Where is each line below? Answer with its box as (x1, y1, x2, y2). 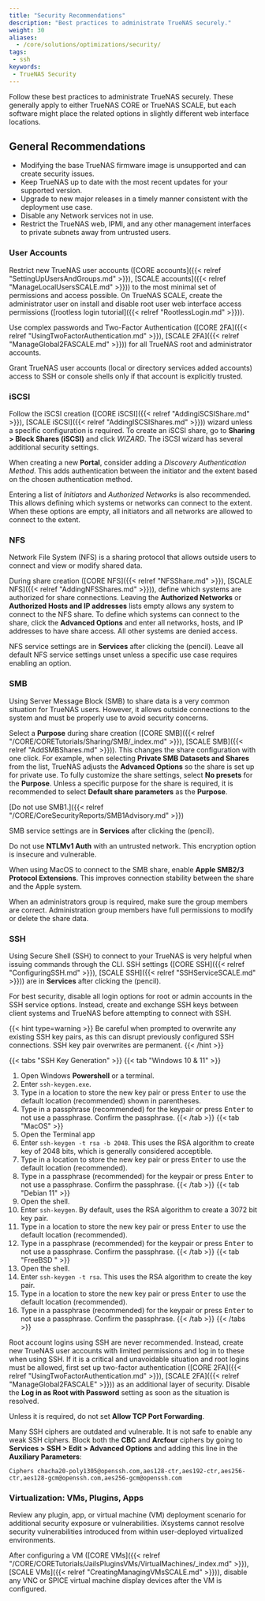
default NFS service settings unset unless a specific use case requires (9, 650, 237, 659)
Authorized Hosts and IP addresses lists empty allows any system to (9, 601, 235, 611)
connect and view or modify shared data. (9, 561, 143, 570)
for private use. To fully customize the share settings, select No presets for (9, 770, 253, 779)
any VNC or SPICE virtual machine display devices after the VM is (9, 1576, 222, 1585)
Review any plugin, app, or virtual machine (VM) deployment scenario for (9, 1510, 247, 1520)
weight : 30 (9, 26, 45, 34)
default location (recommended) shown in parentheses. (20, 1095, 202, 1105)
